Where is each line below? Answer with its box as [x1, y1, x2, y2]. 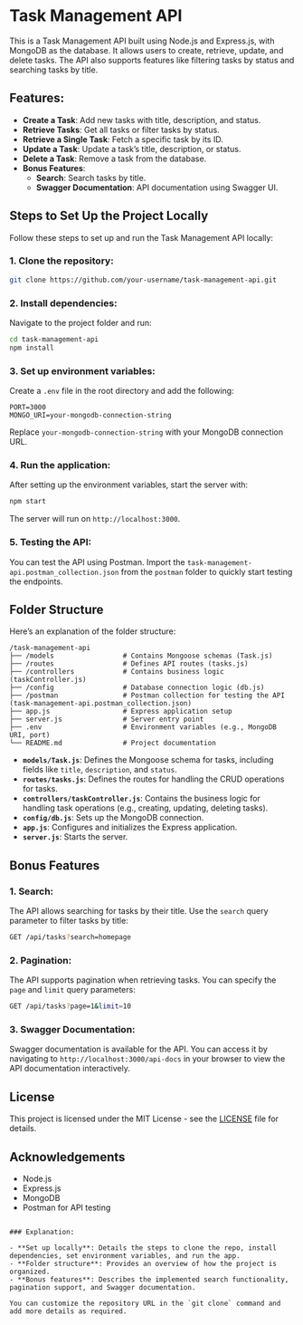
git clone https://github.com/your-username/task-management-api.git [9, 275, 278, 284]
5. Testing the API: [9, 536, 92, 549]
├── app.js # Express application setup [9, 707, 232, 716]
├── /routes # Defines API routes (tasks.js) [9, 659, 249, 668]
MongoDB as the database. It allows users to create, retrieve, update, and [9, 44, 284, 55]
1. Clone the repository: [9, 254, 115, 267]
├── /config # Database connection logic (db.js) [9, 683, 265, 693]
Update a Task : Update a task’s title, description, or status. [22, 143, 241, 154]
